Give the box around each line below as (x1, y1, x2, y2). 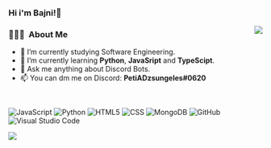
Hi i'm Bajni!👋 (8, 7, 62, 18)
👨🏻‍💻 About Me (8, 28, 69, 39)
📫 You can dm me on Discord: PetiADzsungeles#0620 (19, 73, 206, 83)
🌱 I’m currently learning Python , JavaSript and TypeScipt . (19, 55, 215, 65)
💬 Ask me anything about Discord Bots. (19, 64, 151, 74)
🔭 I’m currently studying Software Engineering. (19, 47, 176, 57)
